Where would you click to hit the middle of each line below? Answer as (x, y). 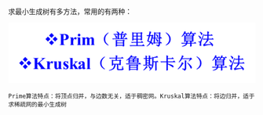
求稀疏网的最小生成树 (37, 104)
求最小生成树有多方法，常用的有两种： (70, 11)
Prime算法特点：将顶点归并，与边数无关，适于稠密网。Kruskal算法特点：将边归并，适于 (131, 96)
